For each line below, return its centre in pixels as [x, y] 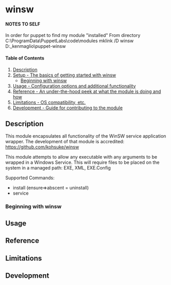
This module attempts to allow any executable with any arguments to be [81, 157]
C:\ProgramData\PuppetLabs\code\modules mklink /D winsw [70, 41]
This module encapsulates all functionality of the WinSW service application [86, 136]
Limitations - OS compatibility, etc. [49, 102]
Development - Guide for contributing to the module [68, 108]
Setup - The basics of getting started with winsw [64, 75]
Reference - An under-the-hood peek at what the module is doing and [87, 91]
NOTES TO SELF [23, 24]
